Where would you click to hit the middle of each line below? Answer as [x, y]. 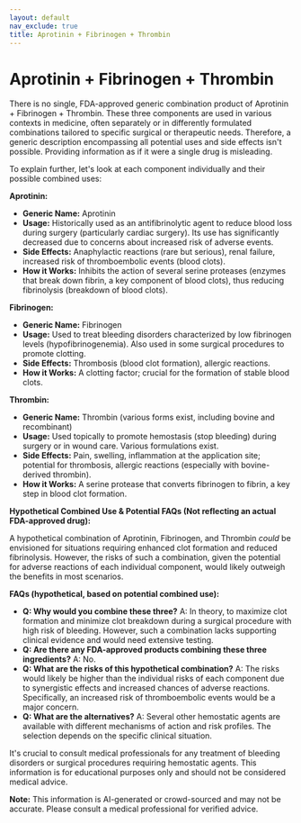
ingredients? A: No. [59, 659]
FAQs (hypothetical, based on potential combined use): [115, 594]
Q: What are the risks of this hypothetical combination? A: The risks [151, 669]
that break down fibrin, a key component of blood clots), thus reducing [153, 281]
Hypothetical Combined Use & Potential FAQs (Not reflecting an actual [143, 511]
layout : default [40, 18]
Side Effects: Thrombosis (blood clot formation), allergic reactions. [146, 363]
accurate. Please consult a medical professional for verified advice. [134, 809]
